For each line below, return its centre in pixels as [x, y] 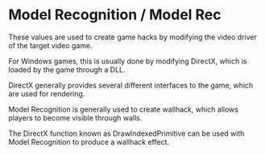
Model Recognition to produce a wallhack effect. [89, 141]
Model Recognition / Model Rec [115, 15]
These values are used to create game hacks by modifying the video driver [133, 37]
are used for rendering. [47, 93]
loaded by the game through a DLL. [67, 69]
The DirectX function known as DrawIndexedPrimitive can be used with [126, 133]
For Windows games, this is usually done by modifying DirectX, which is [128, 61]
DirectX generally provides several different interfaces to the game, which [131, 85]
